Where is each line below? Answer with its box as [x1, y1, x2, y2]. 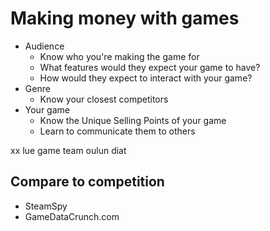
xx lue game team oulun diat [10, 144, 127, 156]
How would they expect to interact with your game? [39, 72, 253, 84]
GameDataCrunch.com [24, 210, 120, 222]
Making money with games [10, 7, 240, 30]
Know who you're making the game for [39, 50, 200, 62]
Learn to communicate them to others [39, 125, 196, 137]
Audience [24, 40, 65, 52]
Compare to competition [10, 173, 165, 191]
